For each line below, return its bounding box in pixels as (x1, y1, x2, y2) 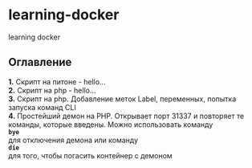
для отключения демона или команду (8, 135, 139, 145)
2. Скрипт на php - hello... (8, 85, 96, 95)
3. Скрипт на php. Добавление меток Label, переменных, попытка (8, 94, 237, 104)
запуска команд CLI (8, 102, 76, 112)
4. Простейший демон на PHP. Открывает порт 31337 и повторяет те (8, 111, 245, 121)
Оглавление (8, 55, 72, 69)
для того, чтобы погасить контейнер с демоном (8, 150, 173, 160)
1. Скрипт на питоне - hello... (8, 76, 106, 86)
